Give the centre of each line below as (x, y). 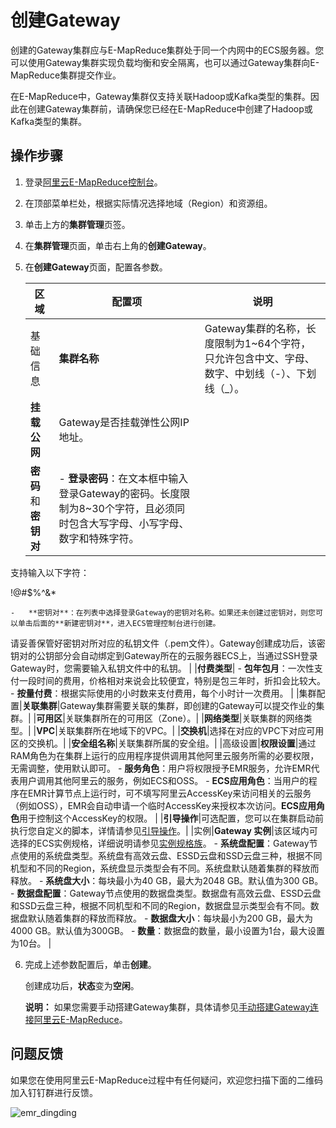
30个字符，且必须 (133, 508)
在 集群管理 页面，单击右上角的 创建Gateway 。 (118, 245)
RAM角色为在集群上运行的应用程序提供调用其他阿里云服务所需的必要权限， (165, 755)
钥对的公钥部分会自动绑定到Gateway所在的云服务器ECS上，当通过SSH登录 (164, 655)
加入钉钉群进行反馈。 (54, 1092)
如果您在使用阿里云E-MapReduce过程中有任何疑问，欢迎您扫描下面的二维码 (166, 1080)
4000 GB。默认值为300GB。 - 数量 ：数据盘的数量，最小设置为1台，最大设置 (168, 930)
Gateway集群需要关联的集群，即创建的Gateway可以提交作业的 (188, 705)
